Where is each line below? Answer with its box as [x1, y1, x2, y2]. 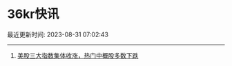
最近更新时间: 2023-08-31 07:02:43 [7, 30, 109, 38]
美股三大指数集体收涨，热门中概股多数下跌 [17, 51, 139, 59]
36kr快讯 [7, 6, 59, 22]
